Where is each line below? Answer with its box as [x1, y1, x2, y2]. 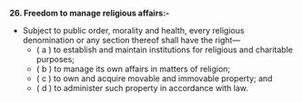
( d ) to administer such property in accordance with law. [35, 83, 248, 93]
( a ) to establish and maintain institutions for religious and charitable [35, 44, 294, 55]
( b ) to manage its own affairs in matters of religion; [35, 63, 231, 74]
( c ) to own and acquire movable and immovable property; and [35, 73, 273, 84]
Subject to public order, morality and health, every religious [22, 25, 245, 35]
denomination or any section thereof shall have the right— [22, 35, 241, 45]
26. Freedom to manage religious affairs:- [9, 8, 170, 18]
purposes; [35, 54, 75, 64]
